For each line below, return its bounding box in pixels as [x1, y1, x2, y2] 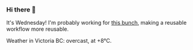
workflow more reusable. [6, 25, 69, 33]
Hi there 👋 [6, 5, 37, 14]
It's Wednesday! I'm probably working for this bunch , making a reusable [6, 19, 187, 27]
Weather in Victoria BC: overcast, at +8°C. [6, 37, 112, 45]
